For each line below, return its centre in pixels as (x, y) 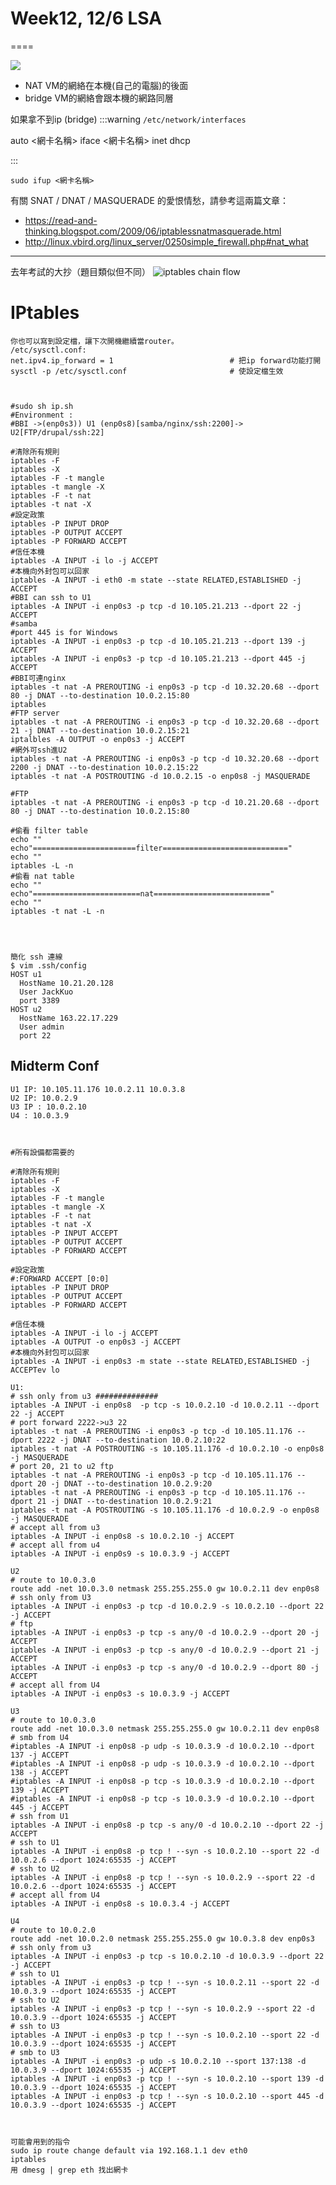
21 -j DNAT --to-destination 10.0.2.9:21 (124, 1501)
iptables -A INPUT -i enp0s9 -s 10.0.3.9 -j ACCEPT (120, 1553)
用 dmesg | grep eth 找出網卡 (69, 2170)
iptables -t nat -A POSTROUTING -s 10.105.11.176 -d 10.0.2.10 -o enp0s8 (167, 1448)
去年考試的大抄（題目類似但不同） (80, 271)
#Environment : (42, 415)
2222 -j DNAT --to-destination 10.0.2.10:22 (131, 1440)
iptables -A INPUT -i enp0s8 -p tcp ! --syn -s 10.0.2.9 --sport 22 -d (162, 1877)
